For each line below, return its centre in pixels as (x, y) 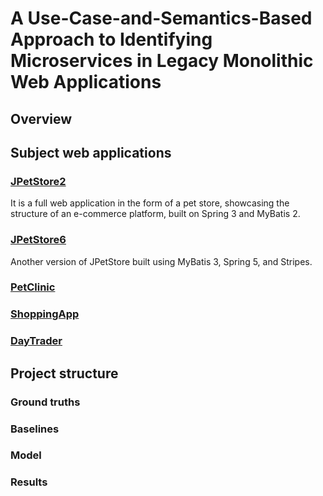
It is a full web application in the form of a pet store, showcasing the (150, 203)
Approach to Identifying (111, 39)
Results (29, 482)
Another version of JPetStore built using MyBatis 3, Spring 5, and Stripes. (161, 261)
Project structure (64, 373)
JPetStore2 (38, 181)
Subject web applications (91, 152)
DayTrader (36, 341)
